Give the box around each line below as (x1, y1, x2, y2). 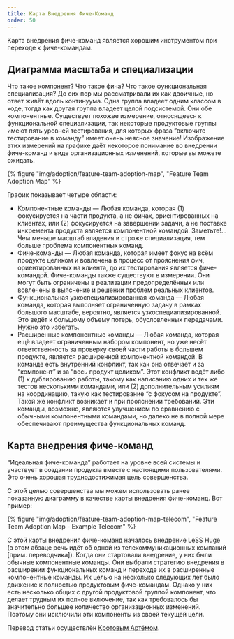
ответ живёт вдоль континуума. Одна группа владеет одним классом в (7, 97, 221, 105)
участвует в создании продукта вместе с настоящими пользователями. (7, 466, 222, 474)
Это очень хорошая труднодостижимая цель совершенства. (7, 473, 189, 482)
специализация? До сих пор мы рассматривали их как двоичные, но (7, 89, 214, 98)
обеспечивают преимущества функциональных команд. (17, 420, 187, 428)
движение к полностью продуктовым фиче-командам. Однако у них (7, 580, 213, 589)
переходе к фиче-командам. (7, 43, 93, 52)
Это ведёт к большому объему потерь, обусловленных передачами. (17, 316, 224, 324)
